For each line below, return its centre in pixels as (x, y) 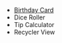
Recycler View (34, 32)
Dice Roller (29, 17)
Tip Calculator (34, 25)
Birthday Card (34, 10)
